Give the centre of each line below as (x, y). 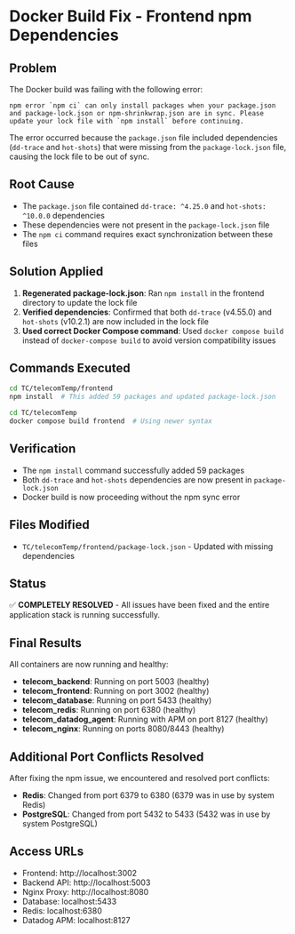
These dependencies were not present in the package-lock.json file (146, 225)
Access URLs (47, 852)
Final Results (46, 643)
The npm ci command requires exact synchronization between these (147, 234)
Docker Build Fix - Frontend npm (131, 16)
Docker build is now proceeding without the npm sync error (131, 497)
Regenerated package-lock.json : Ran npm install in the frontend (143, 293)
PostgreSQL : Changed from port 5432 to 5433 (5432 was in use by (146, 814)
